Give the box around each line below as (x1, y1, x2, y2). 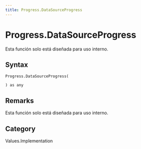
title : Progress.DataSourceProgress (5, 7, 82, 13)
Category (5, 124, 36, 133)
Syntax (5, 60, 28, 69)
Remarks (5, 96, 34, 105)
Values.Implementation (5, 138, 53, 144)
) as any (5, 83, 24, 88)
